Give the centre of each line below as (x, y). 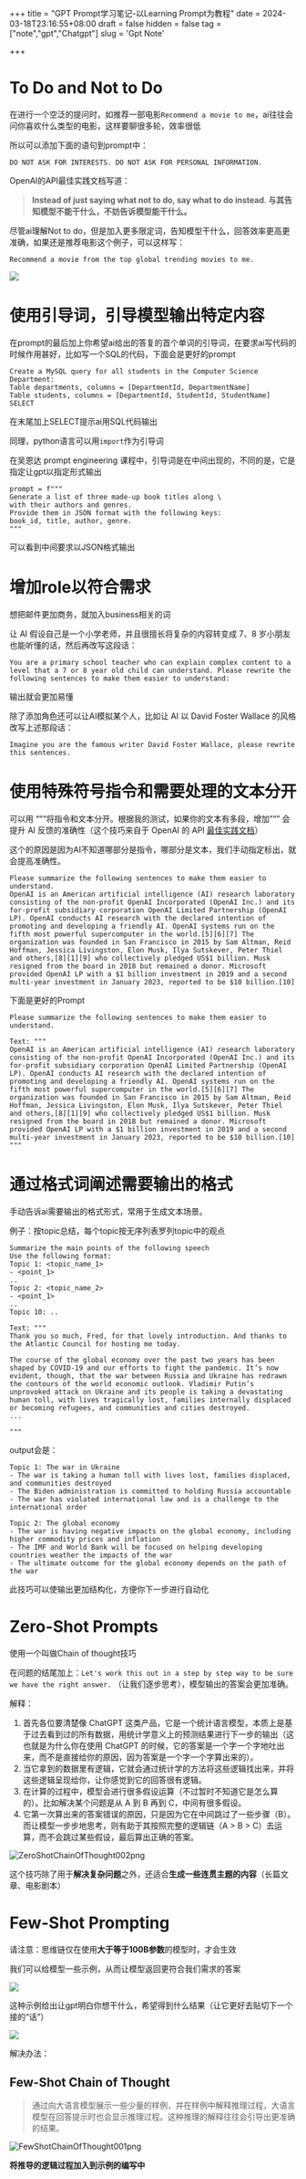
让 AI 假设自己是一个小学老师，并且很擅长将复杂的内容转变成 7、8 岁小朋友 (150, 634)
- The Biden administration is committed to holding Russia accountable (150, 1491)
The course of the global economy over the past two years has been (142, 1360)
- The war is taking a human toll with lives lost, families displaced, (150, 1475)
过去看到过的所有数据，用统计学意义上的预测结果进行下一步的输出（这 (162, 1734)
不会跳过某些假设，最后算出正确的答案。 (122, 1837)
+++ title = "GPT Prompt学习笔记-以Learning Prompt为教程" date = (135, 13)
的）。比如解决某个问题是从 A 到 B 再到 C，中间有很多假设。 (134, 1803)
